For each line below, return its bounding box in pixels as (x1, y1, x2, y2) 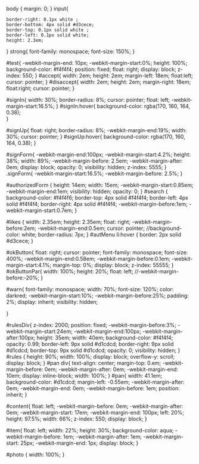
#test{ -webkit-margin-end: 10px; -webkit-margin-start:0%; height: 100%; (6, 60, 188, 66)
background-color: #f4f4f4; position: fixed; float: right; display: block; (6, 66, 177, 73)
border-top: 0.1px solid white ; (6, 27, 89, 33)
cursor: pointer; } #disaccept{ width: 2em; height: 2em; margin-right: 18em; (6, 79, 191, 85)
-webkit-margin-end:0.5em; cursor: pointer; (38, 225, 145, 232)
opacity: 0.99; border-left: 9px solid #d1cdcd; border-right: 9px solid (6, 341, 174, 347)
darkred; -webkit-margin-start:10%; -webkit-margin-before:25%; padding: (6, 292, 189, 299)
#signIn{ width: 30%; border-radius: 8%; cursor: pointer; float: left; (6, 96, 170, 103)
